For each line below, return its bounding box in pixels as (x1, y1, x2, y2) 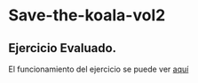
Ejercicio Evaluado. (8, 41, 117, 56)
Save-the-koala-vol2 (8, 5, 166, 26)
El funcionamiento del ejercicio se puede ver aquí (8, 64, 189, 74)
